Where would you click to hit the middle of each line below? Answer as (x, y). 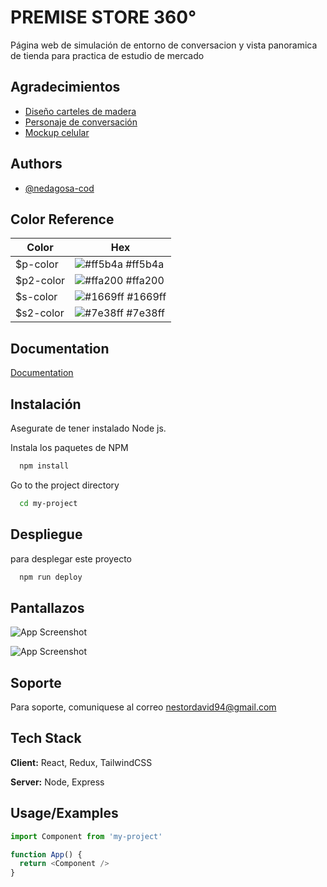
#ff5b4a (145, 264)
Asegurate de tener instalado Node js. (88, 428)
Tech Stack (46, 738)
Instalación (46, 404)
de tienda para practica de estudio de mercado (107, 55)
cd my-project (48, 503)
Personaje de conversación (81, 122)
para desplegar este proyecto (71, 558)
